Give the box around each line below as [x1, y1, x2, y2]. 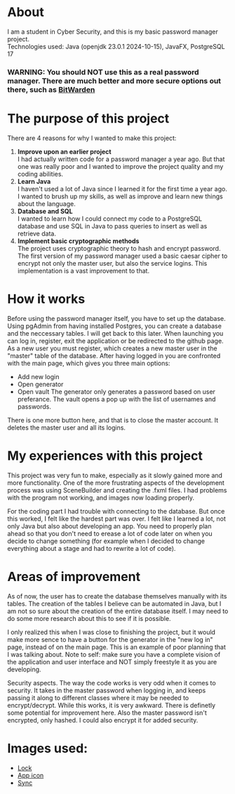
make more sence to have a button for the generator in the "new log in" [7, 635, 213, 643]
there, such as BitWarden [7, 85, 95, 95]
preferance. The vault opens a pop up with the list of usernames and [17, 395, 216, 403]
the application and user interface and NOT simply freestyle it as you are [7, 657, 217, 666]
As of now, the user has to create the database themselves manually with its [7, 591, 227, 600]
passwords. [17, 402, 51, 411]
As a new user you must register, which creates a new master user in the [7, 344, 217, 352]
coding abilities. [17, 170, 64, 178]
